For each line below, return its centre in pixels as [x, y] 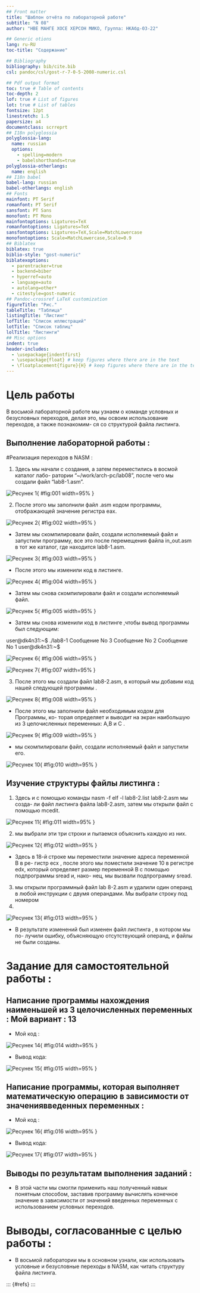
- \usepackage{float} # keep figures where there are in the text [96, 360]
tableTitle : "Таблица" [34, 310]
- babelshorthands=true [46, 160]
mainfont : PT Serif [30, 199]
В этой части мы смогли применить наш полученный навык [91, 1188]
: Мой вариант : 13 [41, 1020]
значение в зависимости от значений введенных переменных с [96, 1201]
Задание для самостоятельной [88, 966]
